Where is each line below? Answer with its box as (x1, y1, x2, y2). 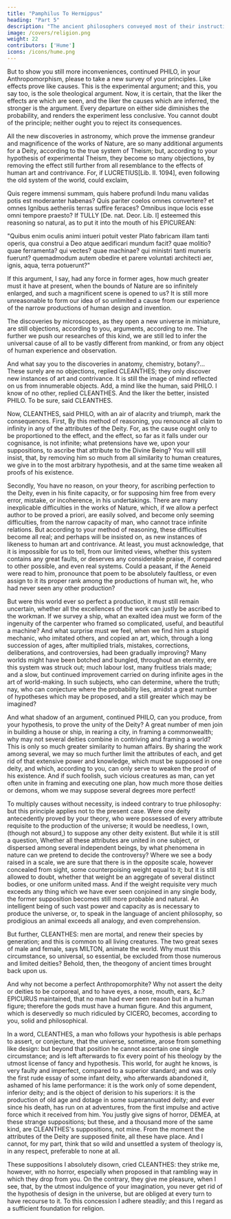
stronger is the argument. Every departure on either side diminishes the (7, 104, 210, 112)
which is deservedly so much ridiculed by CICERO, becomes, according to (7, 1009, 218, 1017)
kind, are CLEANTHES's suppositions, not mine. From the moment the (7, 1125, 205, 1133)
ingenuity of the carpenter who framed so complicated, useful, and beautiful (7, 619, 224, 627)
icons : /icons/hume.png (7, 49, 76, 56)
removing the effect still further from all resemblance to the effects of (7, 161, 203, 169)
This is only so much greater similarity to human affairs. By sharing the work (7, 742, 223, 751)
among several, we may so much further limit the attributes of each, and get (7, 749, 222, 758)
